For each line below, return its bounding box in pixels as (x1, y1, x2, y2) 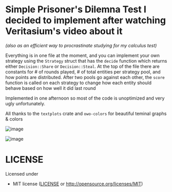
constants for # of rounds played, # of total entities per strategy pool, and (5, 68, 161, 75)
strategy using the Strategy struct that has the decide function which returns (5, 57, 167, 64)
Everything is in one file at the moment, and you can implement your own (5, 52, 160, 59)
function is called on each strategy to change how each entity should (5, 80, 151, 86)
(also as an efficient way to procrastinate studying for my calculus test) (5, 42, 157, 48)
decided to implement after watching (5, 14, 166, 26)
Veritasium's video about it (5, 26, 123, 37)
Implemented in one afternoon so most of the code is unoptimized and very (5, 95, 165, 101)
